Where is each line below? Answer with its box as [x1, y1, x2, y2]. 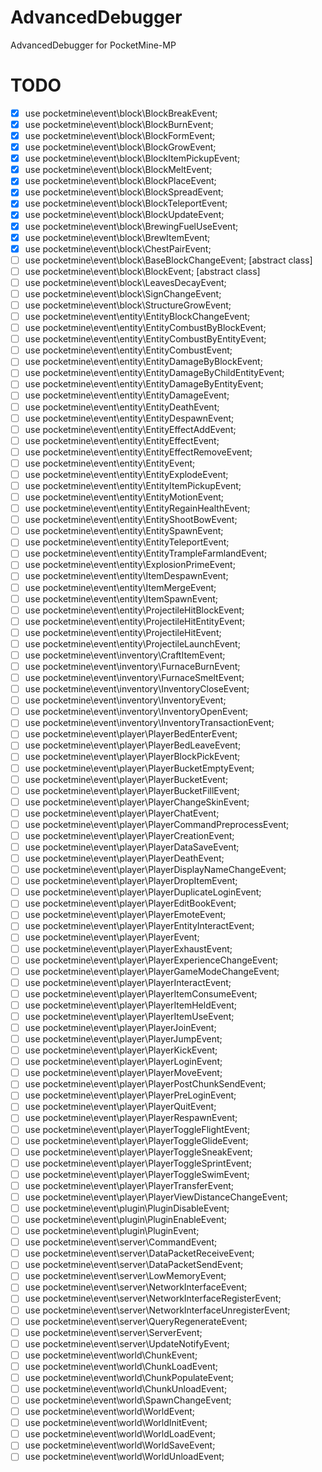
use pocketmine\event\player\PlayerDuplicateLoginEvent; [24, 886, 262, 898]
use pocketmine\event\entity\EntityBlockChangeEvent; [24, 311, 251, 322]
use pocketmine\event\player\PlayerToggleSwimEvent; [24, 1168, 250, 1180]
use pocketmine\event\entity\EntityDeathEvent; [24, 401, 220, 413]
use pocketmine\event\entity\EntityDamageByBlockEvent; [24, 356, 263, 368]
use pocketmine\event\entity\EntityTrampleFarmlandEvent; [24, 547, 268, 560]
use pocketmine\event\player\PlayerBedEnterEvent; [24, 728, 238, 740]
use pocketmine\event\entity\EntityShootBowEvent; [24, 514, 238, 526]
